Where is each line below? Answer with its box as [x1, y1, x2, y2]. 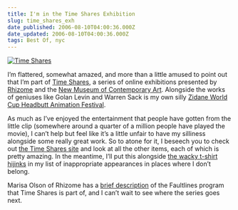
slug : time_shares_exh [7, 17, 75, 24]
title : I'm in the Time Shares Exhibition [7, 10, 135, 18]
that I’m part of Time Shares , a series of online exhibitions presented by [7, 78, 217, 86]
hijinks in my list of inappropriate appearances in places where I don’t [7, 159, 212, 168]
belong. [7, 167, 30, 176]
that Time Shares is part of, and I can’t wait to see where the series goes [7, 189, 220, 197]
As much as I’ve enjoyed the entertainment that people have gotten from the [7, 115, 232, 123]
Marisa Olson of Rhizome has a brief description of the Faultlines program [7, 181, 224, 189]
